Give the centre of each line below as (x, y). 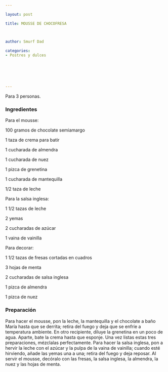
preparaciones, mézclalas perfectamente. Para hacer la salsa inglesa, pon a (84, 343)
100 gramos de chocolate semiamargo (45, 130)
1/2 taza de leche (23, 189)
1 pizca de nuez (22, 297)
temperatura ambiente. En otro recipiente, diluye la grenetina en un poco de (84, 332)
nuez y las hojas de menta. (33, 364)
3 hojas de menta (23, 267)
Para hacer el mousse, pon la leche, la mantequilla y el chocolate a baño (80, 321)
